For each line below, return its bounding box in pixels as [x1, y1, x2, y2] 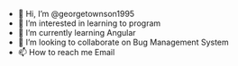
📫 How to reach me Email [17, 47, 115, 57]
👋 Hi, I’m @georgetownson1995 [17, 9, 135, 19]
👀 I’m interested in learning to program [17, 18, 161, 29]
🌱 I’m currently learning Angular [17, 28, 137, 37]
